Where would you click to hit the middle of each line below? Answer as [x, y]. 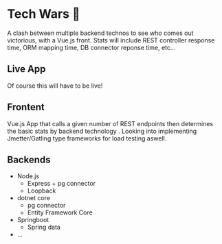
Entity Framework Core [60, 212]
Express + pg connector [62, 184]
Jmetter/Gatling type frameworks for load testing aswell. [87, 138]
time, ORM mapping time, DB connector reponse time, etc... [91, 47]
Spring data [44, 227]
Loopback [42, 191]
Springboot [33, 220]
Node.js [28, 176]
